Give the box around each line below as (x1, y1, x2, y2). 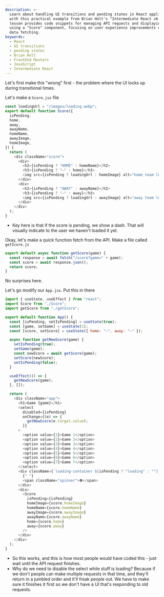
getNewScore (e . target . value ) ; (26, 419, 89, 424)
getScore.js (5, 242, 29, 247)
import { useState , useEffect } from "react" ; (5, 297, 102, 302)
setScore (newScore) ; (14, 355, 56, 360)
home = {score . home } (26, 519, 64, 524)
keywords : (5, 35, 25, 40)
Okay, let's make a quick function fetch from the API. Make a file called (5, 237, 147, 243)
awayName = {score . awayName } (26, 514, 82, 520)
